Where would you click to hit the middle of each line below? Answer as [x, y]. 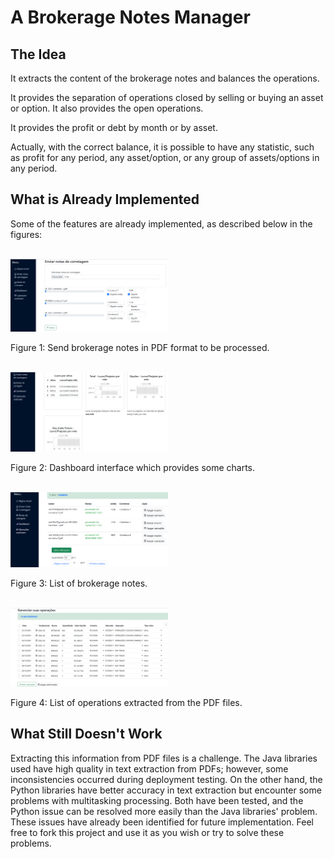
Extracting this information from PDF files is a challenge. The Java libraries [164, 758]
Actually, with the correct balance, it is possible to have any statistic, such [162, 147]
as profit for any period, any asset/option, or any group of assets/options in [165, 157]
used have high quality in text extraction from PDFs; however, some [149, 768]
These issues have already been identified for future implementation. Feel [162, 822]
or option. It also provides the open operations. [107, 108]
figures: [26, 234]
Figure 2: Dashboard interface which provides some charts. [133, 468]
